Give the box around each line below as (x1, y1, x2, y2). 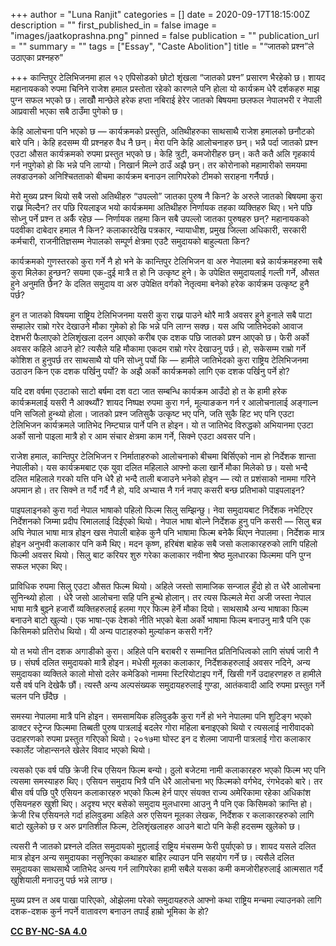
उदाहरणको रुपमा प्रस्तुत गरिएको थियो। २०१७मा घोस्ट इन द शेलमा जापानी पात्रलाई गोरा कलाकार (10, 733, 312, 744)
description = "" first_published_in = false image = (10, 19, 218, 31)
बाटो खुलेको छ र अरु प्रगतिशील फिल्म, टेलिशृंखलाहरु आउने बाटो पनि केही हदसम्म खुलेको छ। (10, 820, 302, 832)
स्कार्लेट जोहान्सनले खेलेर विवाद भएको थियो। (10, 744, 152, 756)
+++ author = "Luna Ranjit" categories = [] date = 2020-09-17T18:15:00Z (10, 9, 311, 20)
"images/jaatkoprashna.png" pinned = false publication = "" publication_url (10, 30, 320, 41)
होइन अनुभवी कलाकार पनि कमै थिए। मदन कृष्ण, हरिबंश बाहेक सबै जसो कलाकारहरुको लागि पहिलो (10, 538, 318, 549)
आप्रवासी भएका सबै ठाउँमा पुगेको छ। (10, 105, 124, 117)
